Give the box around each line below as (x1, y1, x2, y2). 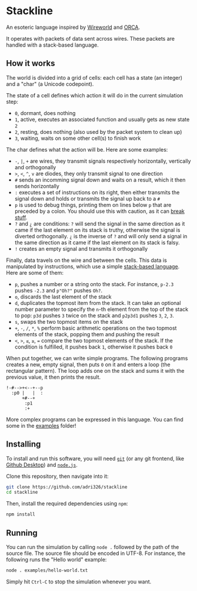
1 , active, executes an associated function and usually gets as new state (14, 116, 190, 123)
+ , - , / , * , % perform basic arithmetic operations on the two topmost (14, 324, 177, 331)
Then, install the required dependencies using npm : (6, 500, 128, 507)
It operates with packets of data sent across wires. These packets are (6, 35, 175, 42)
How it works (6, 58, 55, 68)
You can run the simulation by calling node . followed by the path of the (6, 544, 179, 550)
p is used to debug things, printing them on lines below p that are (14, 201, 172, 208)
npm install (6, 511, 35, 517)
